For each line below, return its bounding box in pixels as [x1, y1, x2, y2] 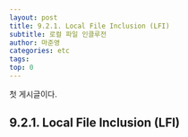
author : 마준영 [9, 38, 61, 47]
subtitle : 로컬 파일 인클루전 [9, 30, 107, 39]
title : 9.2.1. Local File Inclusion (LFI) [9, 21, 170, 30]
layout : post [9, 13, 58, 22]
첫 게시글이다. [9, 89, 58, 99]
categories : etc [9, 47, 70, 56]
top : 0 [9, 64, 34, 73]
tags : [9, 55, 30, 64]
